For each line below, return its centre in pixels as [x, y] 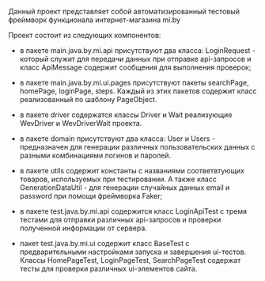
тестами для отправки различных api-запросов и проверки [120, 220]
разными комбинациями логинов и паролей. [95, 155]
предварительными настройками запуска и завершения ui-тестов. [133, 252]
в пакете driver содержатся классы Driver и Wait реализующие [126, 115]
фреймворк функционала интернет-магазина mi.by [94, 20]
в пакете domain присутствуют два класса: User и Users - [117, 139]
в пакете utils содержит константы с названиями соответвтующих [132, 171]
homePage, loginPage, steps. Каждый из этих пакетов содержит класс [138, 91]
